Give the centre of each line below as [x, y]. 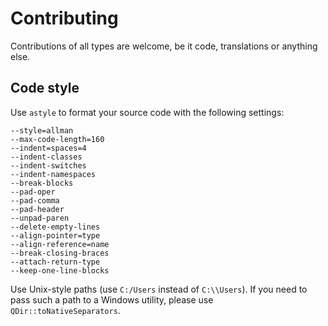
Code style [45, 88]
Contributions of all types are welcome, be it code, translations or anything [164, 46]
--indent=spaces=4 [48, 148]
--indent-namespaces [53, 174]
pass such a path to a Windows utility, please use [112, 299]
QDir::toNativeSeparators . [65, 310]
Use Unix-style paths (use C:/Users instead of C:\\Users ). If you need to [159, 289]
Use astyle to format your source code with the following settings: [147, 112]
